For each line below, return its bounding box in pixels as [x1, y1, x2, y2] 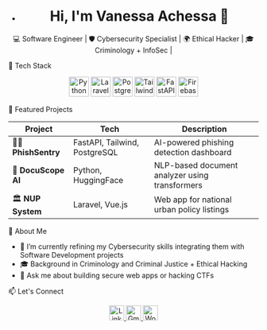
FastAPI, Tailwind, [72, 137, 140, 148]
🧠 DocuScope [12, 165, 65, 176]
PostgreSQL [72, 146, 118, 157]
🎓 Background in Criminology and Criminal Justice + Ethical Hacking [19, 258, 248, 269]
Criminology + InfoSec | [95, 45, 172, 55]
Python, [72, 165, 103, 176]
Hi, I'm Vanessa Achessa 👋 [49, 7, 230, 25]
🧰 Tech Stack [8, 60, 52, 70]
